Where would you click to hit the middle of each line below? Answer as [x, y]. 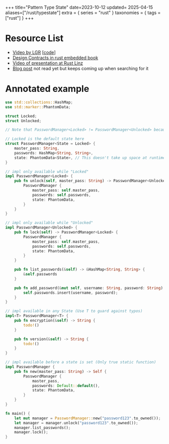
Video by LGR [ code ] [34, 52]
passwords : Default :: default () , [66, 385]
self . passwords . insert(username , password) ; [71, 293]
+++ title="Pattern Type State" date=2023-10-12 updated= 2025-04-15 [79, 7]
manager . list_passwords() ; [43, 428]
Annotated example [47, 89]
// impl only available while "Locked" [47, 172]
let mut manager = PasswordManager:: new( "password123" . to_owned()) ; [88, 418]
